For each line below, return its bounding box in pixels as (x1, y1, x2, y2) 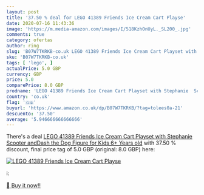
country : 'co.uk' (6, 94, 50, 100)
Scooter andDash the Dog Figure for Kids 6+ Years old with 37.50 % (6, 139, 177, 146)
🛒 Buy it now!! (6, 182, 41, 189)
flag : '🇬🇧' (6, 99, 36, 105)
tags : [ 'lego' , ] (6, 60, 53, 66)
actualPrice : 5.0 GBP (6, 65, 61, 72)
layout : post (6, 9, 39, 15)
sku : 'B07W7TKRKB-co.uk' (6, 54, 69, 60)
